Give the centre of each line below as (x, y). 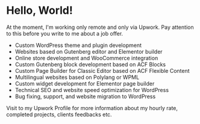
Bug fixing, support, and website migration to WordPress (85, 96)
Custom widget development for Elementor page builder (85, 83)
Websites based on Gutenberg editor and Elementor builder (89, 51)
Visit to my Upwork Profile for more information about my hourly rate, (92, 108)
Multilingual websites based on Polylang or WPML (77, 77)
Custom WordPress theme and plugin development (78, 45)
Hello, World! (40, 11)
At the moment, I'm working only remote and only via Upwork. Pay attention (100, 27)
